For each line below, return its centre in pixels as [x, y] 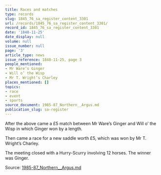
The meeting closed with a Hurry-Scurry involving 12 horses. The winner [78, 153]
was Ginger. [17, 158]
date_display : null [25, 37]
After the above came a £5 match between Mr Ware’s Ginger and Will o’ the [81, 123]
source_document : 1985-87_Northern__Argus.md [52, 105]
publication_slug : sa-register [37, 110]
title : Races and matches [31, 10]
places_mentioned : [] [27, 82]
